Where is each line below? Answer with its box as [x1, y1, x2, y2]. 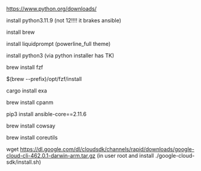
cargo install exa [6, 87, 47, 94]
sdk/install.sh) [6, 158, 41, 166]
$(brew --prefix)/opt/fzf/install [6, 76, 82, 82]
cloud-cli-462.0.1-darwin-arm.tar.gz [6, 152, 95, 159]
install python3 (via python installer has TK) [6, 52, 115, 59]
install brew [6, 28, 35, 36]
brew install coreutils [6, 134, 58, 141]
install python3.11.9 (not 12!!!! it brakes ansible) [6, 17, 122, 24]
